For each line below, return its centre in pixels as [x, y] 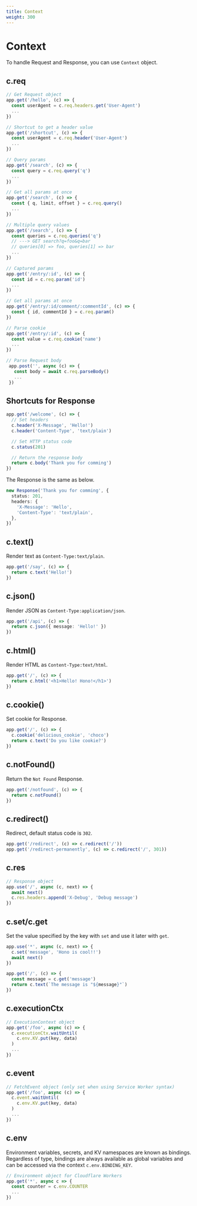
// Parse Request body [34, 361]
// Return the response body [47, 457]
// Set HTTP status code [42, 441]
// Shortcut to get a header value [50, 127]
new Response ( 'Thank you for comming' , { [58, 491]
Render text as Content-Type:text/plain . [55, 556]
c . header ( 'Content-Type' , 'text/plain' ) [61, 431]
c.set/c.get [27, 922]
